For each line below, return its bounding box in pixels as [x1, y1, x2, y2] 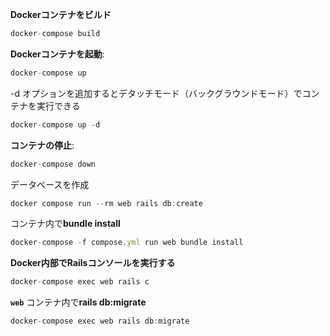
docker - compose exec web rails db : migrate [10, 316, 190, 327]
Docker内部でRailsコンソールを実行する [10, 257, 176, 269]
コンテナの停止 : [10, 139, 75, 151]
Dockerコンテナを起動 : [10, 48, 105, 60]
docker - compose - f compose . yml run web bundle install [10, 238, 244, 248]
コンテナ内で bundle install [10, 218, 121, 230]
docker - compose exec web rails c [10, 277, 150, 287]
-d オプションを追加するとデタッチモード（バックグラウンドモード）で [10, 87, 303, 99]
